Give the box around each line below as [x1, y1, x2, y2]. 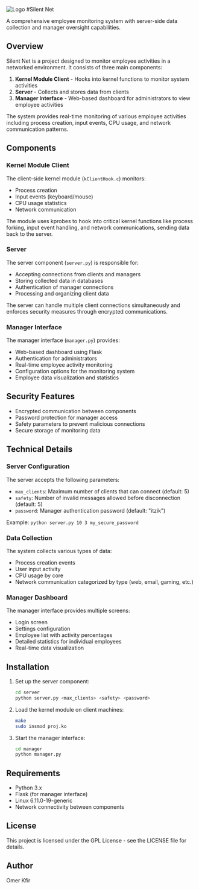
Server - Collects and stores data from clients [14, 88, 130, 95]
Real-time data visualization [14, 644, 84, 651]
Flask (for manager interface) [14, 791, 88, 798]
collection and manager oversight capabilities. [6, 24, 121, 31]
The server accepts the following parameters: [6, 476, 119, 483]
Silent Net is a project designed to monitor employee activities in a [6, 57, 171, 65]
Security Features [6, 391, 75, 402]
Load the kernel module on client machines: [14, 706, 124, 713]
